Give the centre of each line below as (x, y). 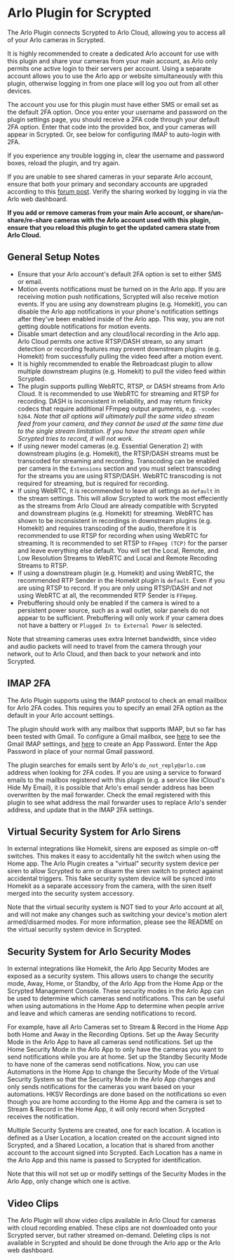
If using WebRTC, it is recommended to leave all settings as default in (119, 491)
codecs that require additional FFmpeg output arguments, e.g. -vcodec (119, 409)
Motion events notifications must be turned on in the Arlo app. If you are (121, 289)
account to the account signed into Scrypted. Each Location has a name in (115, 1153)
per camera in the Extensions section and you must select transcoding (119, 468)
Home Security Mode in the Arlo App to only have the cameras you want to (116, 1050)
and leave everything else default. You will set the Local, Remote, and (118, 551)
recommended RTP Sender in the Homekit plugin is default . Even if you (121, 580)
